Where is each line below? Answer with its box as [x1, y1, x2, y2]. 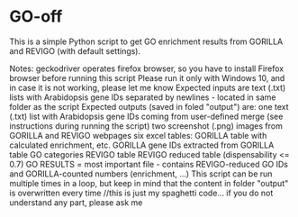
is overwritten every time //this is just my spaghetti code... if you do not [9, 187, 274, 198]
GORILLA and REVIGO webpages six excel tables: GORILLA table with [9, 130, 267, 140]
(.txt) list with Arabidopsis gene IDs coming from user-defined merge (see [9, 111, 284, 122]
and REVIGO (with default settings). [9, 45, 141, 56]
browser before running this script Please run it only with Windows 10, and [9, 72, 285, 83]
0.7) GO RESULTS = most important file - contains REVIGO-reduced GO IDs [9, 158, 288, 169]
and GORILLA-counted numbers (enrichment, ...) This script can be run [9, 168, 273, 179]
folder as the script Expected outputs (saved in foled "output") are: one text [9, 101, 290, 112]
